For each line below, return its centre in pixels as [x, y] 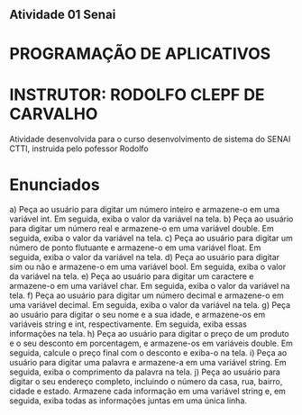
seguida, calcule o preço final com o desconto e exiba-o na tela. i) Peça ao [148, 353]
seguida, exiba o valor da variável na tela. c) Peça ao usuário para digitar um [151, 239]
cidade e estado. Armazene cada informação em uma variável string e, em [148, 392]
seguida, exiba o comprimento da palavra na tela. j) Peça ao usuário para [145, 372]
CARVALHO [54, 114]
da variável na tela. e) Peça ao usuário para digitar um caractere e [132, 276]
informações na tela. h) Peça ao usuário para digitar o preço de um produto [150, 334]
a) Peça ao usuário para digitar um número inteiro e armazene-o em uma [145, 210]
